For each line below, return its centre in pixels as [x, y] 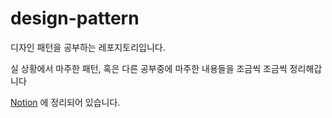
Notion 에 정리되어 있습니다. [65, 102]
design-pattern [75, 18]
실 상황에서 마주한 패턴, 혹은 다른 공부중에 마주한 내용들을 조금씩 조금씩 [149, 68]
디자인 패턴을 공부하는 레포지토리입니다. [88, 47]
